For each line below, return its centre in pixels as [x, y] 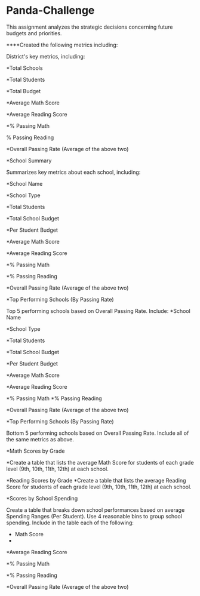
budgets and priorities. [34, 33]
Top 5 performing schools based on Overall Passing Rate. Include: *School [99, 311]
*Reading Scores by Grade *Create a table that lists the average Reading [96, 480]
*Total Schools [24, 68]
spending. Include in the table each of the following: [70, 523]
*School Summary [29, 160]
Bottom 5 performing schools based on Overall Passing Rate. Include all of [98, 433]
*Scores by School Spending [42, 498]
